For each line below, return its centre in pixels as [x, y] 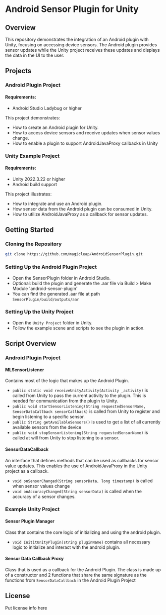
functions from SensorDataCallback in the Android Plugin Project [71, 580]
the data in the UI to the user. [35, 55]
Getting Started [29, 230]
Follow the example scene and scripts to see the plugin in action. [78, 328]
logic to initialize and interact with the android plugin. [66, 547]
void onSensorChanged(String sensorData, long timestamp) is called [82, 481]
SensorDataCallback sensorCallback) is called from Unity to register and [86, 411]
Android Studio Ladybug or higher [47, 108]
